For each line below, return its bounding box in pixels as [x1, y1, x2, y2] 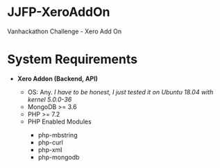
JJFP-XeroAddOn [7, 4, 110, 20]
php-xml [37, 145, 62, 153]
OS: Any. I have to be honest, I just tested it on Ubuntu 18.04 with [27, 87, 214, 96]
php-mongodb [37, 153, 80, 161]
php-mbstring [37, 131, 78, 139]
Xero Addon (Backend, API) [17, 74, 99, 83]
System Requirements [7, 51, 137, 67]
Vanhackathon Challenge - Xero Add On [7, 27, 122, 35]
